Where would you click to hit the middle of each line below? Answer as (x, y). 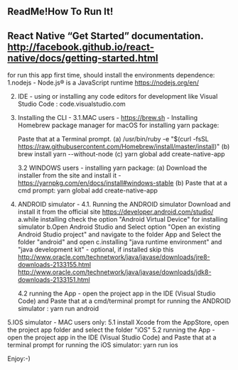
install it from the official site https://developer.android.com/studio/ (115, 212)
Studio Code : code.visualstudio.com (71, 104)
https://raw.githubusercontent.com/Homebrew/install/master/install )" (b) (124, 147)
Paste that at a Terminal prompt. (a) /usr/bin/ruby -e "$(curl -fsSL (113, 139)
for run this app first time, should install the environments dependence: (111, 75)
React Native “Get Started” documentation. (106, 36)
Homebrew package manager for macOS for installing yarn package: (118, 125)
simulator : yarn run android (58, 309)
